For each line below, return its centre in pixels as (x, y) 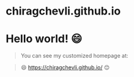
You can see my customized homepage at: (74, 56)
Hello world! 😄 (44, 39)
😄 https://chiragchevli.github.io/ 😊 (65, 67)
